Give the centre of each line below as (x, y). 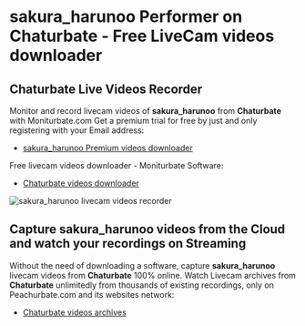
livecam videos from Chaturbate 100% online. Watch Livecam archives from (152, 275)
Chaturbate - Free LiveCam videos (142, 36)
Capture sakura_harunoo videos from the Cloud (147, 229)
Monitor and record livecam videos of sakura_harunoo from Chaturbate (146, 111)
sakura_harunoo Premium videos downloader (107, 148)
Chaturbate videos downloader (81, 183)
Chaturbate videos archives (75, 312)
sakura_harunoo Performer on (126, 17)
